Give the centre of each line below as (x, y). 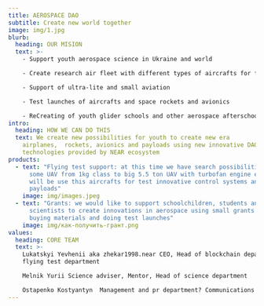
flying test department (61, 262)
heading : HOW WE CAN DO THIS (63, 130)
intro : (19, 123)
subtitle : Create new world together (70, 23)
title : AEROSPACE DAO (44, 15)
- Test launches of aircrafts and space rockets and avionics (126, 102)
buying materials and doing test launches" (101, 218)
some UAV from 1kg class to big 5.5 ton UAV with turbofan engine (140, 174)
